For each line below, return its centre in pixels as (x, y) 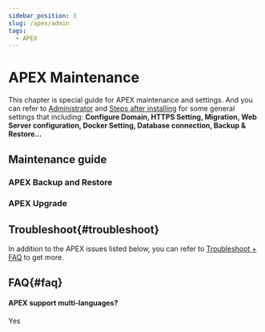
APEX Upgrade (38, 204)
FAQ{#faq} (36, 283)
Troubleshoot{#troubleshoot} (84, 229)
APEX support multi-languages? (63, 303)
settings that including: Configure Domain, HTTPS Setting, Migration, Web (133, 117)
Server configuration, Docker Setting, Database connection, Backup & (127, 126)
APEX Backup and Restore (60, 182)
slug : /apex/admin (39, 23)
